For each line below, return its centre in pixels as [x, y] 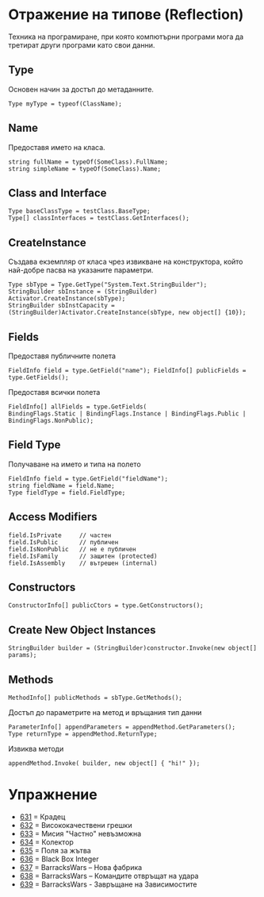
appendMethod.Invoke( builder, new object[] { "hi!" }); [104, 764]
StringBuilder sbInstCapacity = [61, 306]
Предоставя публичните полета [62, 356]
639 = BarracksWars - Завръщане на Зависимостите [108, 884]
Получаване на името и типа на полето [75, 464]
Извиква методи [36, 749]
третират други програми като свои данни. [82, 44]
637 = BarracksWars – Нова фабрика [81, 867]
